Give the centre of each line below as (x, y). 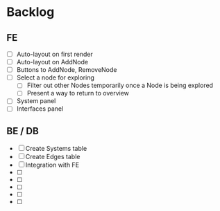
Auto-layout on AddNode (52, 62)
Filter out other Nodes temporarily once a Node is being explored (120, 85)
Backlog (31, 12)
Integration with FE (52, 165)
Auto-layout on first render (54, 54)
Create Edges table (53, 157)
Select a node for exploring (56, 77)
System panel (36, 101)
